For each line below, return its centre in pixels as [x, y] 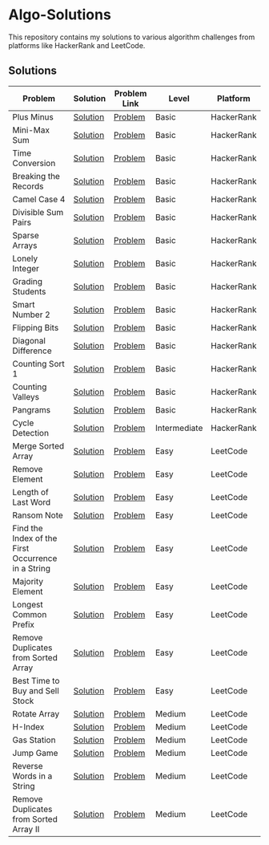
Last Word [32, 502]
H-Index [28, 726]
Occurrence [35, 558]
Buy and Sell [36, 690]
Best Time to [36, 680]
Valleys [26, 396]
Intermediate [179, 428]
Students [29, 291]
